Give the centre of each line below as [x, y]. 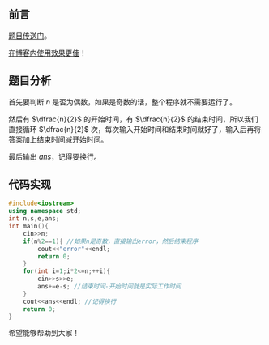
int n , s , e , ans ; [34, 219]
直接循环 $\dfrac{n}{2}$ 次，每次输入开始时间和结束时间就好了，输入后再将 [135, 129]
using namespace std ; [45, 211]
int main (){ [28, 226]
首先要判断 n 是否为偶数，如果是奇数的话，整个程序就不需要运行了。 [123, 102]
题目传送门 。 [30, 36]
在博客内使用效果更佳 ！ [47, 53]
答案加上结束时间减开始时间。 [58, 139]
